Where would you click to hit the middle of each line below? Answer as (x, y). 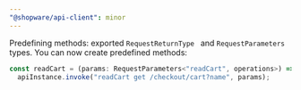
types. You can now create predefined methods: (99, 52)
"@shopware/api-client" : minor (68, 17)
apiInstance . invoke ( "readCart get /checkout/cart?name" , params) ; (144, 77)
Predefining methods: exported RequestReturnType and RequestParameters (147, 43)
